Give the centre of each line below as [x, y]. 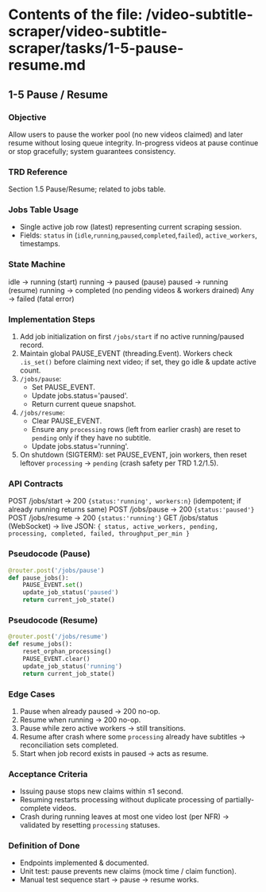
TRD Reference [38, 172]
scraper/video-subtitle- [88, 31]
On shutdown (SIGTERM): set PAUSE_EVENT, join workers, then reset [133, 455]
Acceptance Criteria [48, 774]
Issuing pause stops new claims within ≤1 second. [102, 791]
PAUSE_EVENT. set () [53, 585]
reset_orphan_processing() [67, 652]
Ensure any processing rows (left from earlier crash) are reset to [136, 430]
